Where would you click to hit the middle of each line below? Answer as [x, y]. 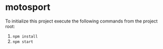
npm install [25, 36]
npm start [23, 41]
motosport [28, 7]
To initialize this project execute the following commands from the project [82, 21]
